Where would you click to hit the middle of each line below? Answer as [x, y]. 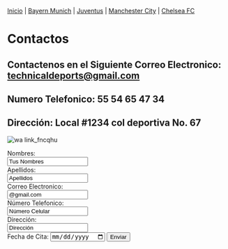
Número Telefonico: [36, 203]
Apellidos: [22, 169]
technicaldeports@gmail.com [74, 76]
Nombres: [22, 153]
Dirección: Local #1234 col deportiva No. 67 [104, 123]
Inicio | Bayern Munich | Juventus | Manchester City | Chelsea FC [101, 11]
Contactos [38, 39]
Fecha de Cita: [28, 236]
